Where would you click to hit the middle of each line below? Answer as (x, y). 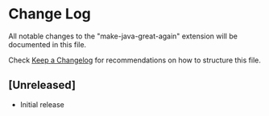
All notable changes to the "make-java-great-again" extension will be (123, 36)
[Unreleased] (42, 85)
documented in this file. (48, 44)
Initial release (42, 104)
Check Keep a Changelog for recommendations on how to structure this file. (135, 60)
